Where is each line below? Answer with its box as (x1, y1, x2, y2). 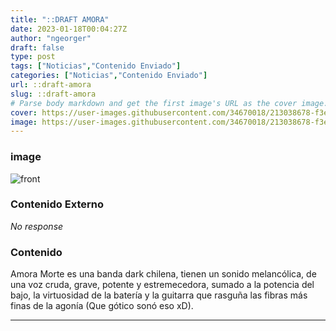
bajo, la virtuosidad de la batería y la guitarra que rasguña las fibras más (10, 289, 308, 301)
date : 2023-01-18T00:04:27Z (10, 24, 128, 34)
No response (10, 220, 64, 232)
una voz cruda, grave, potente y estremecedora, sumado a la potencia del (10, 279, 315, 291)
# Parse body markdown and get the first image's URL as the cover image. (10, 98, 329, 108)
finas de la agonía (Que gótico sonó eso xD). (10, 300, 194, 312)
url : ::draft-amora (10, 80, 92, 90)
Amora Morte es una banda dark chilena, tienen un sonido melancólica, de (10, 268, 317, 280)
